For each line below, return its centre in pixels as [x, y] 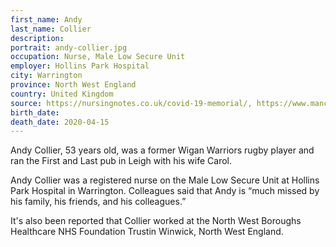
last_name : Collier [51, 29]
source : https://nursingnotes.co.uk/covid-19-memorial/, [131, 103]
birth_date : [35, 112]
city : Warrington [46, 76]
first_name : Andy [46, 19]
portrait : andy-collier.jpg [69, 47]
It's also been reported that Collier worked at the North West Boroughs [156, 221]
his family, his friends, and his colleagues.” [98, 202]
